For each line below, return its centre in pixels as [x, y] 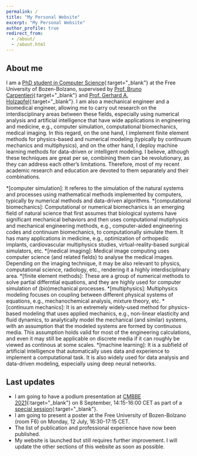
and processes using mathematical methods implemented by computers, [94, 194]
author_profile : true [33, 28]
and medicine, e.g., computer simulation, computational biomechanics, [92, 126]
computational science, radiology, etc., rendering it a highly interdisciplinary [98, 270]
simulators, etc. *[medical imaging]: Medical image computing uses [88, 251]
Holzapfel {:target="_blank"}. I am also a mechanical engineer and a [88, 101]
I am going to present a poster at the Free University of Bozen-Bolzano [100, 415]
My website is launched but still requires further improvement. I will [96, 440]
